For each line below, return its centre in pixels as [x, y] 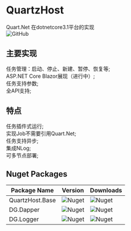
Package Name [32, 191]
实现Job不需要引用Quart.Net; [41, 133]
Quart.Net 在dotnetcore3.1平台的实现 [50, 27]
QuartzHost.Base [32, 201]
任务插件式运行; [25, 126]
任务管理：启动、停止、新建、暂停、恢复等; [58, 68]
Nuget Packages [37, 174]
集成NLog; [18, 148]
